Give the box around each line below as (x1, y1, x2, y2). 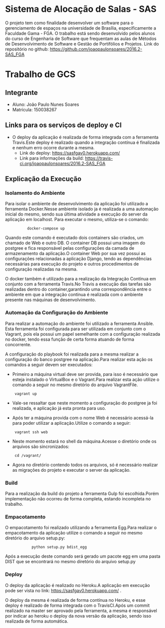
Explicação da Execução (5, 175, 82, 183)
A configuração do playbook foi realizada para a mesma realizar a (5, 351, 139, 357)
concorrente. (5, 341, 32, 347)
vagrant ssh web (14, 429, 48, 435)
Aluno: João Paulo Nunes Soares (12, 101, 79, 107)
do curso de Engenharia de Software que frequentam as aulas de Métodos (5, 36, 157, 42)
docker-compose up (27, 226, 65, 231)
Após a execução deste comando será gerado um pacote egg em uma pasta (5, 553, 161, 559)
